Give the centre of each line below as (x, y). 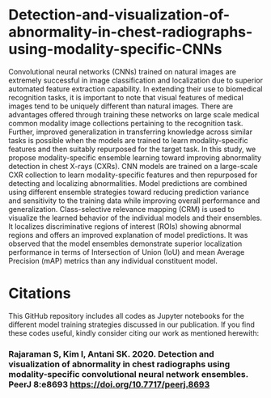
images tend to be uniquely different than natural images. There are (121, 106)
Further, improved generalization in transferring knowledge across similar (131, 132)
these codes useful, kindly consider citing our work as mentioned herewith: (134, 332)
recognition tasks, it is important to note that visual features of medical (126, 97)
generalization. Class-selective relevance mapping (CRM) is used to (121, 209)
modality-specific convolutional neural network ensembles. (128, 374)
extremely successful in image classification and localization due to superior (135, 80)
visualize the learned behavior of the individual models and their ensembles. (135, 218)
